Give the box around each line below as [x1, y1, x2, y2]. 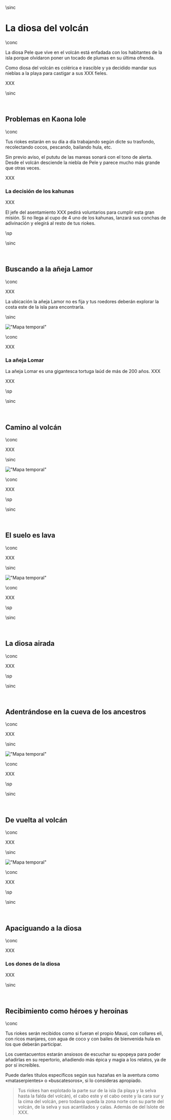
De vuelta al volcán [5, 815, 68, 824]
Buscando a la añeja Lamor [5, 265, 93, 274]
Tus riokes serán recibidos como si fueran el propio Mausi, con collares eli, [5, 1030, 163, 1037]
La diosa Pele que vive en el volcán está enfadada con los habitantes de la [5, 49, 162, 55]
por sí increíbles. [5, 1062, 40, 1068]
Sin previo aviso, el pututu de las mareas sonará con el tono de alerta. [5, 154, 153, 160]
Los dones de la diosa [5, 960, 60, 967]
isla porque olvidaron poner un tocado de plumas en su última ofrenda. [5, 54, 155, 61]
